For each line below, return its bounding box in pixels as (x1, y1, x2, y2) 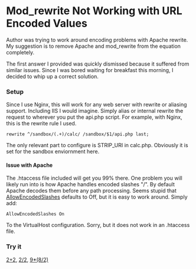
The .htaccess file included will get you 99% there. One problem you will (6, 174, 183, 182)
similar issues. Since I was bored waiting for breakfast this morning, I (6, 66, 174, 73)
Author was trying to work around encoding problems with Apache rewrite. (6, 36, 188, 43)
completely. (6, 48, 35, 56)
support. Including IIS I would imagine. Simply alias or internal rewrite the (6, 108, 184, 115)
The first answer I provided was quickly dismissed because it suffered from (6, 60, 190, 67)
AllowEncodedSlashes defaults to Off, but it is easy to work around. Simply (6, 193, 188, 200)
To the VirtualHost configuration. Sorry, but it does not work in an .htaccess (6, 222, 190, 229)
